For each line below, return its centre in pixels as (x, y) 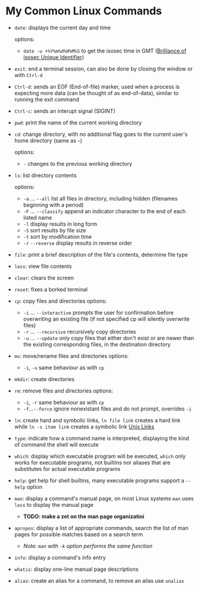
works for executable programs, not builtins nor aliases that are (92, 463)
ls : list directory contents (46, 175)
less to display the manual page (54, 504)
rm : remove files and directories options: (63, 391)
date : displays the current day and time (63, 28)
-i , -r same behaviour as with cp (63, 402)
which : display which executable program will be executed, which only (100, 456)
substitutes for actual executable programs (67, 469)
